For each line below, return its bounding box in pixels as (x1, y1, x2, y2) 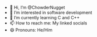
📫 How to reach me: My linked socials (9, 20, 87, 26)
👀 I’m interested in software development (9, 10, 93, 15)
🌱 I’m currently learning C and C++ (9, 15, 80, 20)
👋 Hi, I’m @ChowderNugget (9, 5, 65, 10)
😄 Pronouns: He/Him (9, 27, 53, 33)
